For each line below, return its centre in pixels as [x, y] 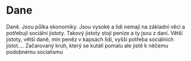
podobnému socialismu [35, 52]
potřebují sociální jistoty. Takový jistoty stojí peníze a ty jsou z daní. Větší [95, 33]
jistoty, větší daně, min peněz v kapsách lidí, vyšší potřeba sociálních [90, 39]
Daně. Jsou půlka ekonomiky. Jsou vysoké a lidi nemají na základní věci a [96, 27]
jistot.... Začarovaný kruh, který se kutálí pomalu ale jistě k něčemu [87, 46]
